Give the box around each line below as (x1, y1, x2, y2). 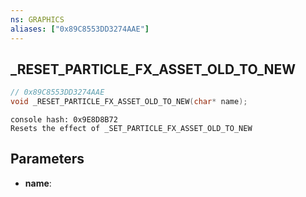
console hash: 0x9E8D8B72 (10, 115, 118, 125)
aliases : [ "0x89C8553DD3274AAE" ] (10, 24, 150, 34)
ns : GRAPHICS (10, 14, 65, 25)
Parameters (10, 151, 85, 168)
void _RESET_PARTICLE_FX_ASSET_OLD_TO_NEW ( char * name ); (10, 97, 248, 107)
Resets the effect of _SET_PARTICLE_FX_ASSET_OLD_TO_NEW (10, 124, 253, 134)
